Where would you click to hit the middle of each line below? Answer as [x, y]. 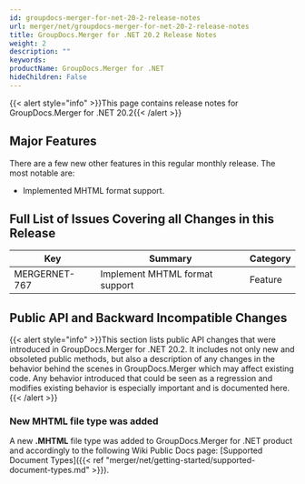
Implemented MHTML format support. [93, 190]
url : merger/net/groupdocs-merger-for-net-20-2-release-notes [129, 26]
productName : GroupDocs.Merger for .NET [87, 69]
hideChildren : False [49, 77]
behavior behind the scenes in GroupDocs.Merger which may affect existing [152, 368]
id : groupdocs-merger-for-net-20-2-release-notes [105, 18]
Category [270, 258]
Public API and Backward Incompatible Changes [148, 318]
